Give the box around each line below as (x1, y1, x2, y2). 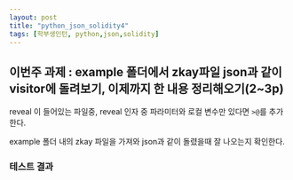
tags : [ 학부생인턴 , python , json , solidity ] (9, 29, 160, 38)
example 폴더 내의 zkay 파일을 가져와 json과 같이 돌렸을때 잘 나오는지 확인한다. (9, 137, 286, 147)
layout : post (9, 12, 58, 22)
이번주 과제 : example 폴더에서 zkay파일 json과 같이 (9, 64, 282, 80)
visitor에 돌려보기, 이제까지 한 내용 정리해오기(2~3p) (9, 81, 284, 96)
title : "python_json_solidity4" (9, 21, 129, 30)
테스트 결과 (9, 160, 54, 173)
